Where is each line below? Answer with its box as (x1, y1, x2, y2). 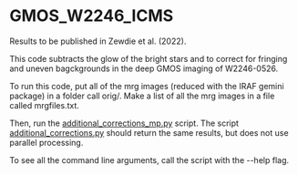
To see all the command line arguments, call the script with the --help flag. (9, 154, 290, 165)
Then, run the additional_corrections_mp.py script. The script (9, 118, 240, 129)
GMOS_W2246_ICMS (9, 5, 174, 26)
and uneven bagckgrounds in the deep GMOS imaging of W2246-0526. (9, 63, 279, 74)
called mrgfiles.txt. (9, 99, 79, 110)
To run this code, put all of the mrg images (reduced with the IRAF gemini (9, 80, 284, 91)
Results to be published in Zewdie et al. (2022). (9, 36, 187, 46)
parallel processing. (9, 137, 84, 148)
